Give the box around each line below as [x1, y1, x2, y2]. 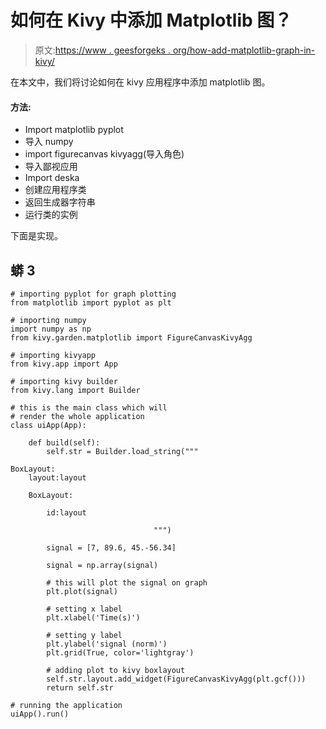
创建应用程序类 [24, 184, 87, 196]
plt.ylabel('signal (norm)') [46, 639, 168, 649]
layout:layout [28, 472, 87, 483]
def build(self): [28, 437, 101, 448]
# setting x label [46, 604, 123, 614]
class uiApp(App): [10, 420, 87, 430]
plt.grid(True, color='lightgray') [46, 647, 195, 658]
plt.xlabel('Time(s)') [46, 612, 141, 623]
